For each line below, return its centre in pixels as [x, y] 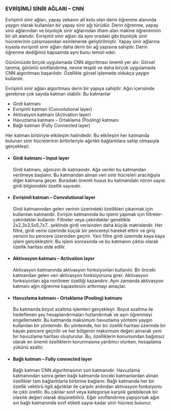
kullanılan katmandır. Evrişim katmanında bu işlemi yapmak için [79, 214]
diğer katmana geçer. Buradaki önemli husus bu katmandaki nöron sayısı [89, 180]
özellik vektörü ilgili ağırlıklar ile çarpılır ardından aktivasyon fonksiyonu [87, 386]
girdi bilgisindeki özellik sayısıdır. [47, 186]
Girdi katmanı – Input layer [41, 158]
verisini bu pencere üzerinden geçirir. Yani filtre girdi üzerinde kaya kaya [89, 236]
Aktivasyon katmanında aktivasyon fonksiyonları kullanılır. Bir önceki [84, 270]
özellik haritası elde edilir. [39, 247]
